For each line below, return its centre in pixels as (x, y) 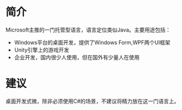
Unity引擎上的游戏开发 (42, 50)
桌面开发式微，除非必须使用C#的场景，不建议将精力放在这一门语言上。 (92, 101)
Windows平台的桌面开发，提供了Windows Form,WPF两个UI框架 (92, 42)
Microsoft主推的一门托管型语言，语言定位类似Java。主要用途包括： (88, 30)
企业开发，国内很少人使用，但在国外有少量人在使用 (77, 57)
